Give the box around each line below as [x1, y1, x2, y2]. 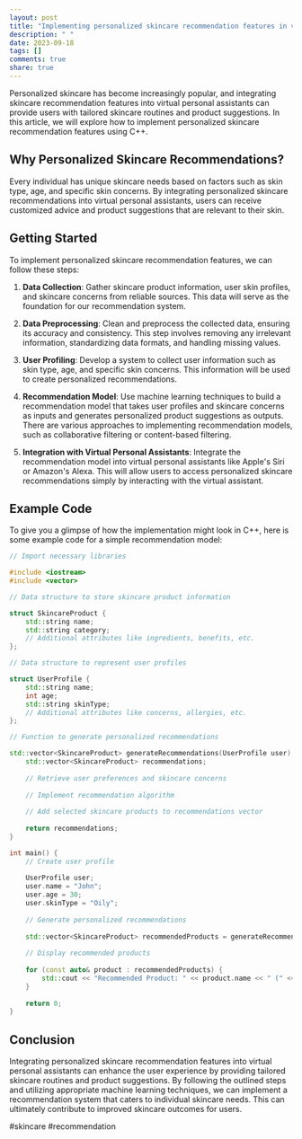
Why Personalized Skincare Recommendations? [9, 152, 285, 167]
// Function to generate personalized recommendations [9, 733, 219, 742]
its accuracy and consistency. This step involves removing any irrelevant [22, 327, 291, 338]
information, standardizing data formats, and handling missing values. [22, 337, 281, 348]
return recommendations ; [25, 824, 119, 834]
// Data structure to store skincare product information [9, 592, 231, 602]
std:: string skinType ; [25, 700, 111, 709]
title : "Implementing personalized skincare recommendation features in [9, 22, 288, 31]
